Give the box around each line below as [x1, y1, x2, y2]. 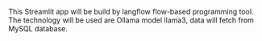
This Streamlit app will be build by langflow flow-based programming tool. [8, 7, 254, 16]
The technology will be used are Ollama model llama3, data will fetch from [8, 15, 254, 25]
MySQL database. [8, 24, 69, 33]
